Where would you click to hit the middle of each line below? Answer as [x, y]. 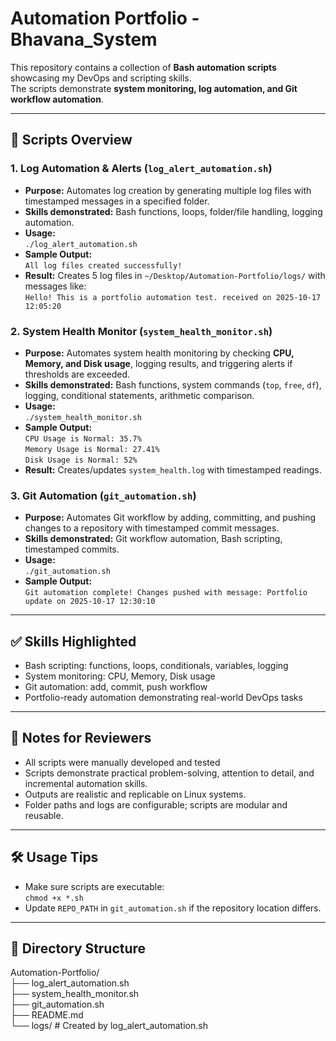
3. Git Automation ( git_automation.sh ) [103, 495]
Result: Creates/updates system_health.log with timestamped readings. [173, 469]
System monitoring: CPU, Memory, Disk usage [120, 676]
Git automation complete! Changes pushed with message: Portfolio [166, 593]
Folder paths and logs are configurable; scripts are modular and [156, 804]
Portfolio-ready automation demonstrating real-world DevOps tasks [163, 698]
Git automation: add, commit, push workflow [116, 687]
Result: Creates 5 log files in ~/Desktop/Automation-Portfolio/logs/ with [175, 275]
